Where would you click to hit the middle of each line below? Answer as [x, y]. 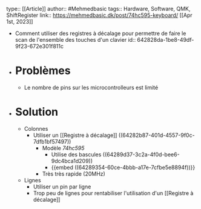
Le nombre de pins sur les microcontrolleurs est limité [91, 87]
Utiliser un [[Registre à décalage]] [75, 135]
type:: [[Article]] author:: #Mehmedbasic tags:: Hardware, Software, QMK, [98, 9]
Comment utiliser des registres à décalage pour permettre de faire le [100, 33]
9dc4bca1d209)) [72, 161]
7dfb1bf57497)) [52, 141]
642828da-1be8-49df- [166, 40]
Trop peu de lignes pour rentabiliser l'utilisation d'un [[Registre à [113, 193]
